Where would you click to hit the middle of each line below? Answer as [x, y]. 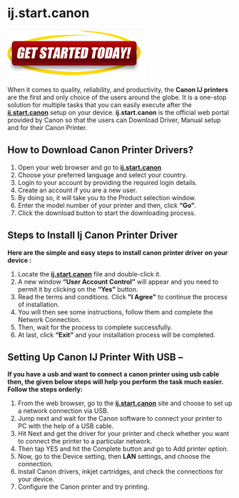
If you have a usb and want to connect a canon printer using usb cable [113, 374]
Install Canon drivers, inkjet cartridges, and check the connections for [120, 472]
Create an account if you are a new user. [77, 190]
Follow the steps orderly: [45, 389]
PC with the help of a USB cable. [66, 426]
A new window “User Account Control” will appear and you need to [118, 282]
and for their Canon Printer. [47, 127]
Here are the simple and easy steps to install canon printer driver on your [118, 252]
